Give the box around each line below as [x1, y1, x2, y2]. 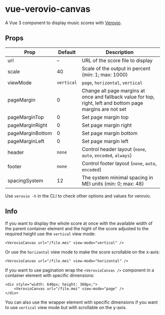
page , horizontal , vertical [82, 79, 143, 86]
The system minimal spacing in [82, 174, 153, 181]
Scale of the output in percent [82, 65, 151, 72]
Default [58, 48, 76, 55]
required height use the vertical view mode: [5, 231, 96, 237]
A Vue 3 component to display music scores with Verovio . [5, 20, 122, 26]
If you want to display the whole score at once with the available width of [5, 220, 153, 226]
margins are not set [82, 105, 127, 112]
